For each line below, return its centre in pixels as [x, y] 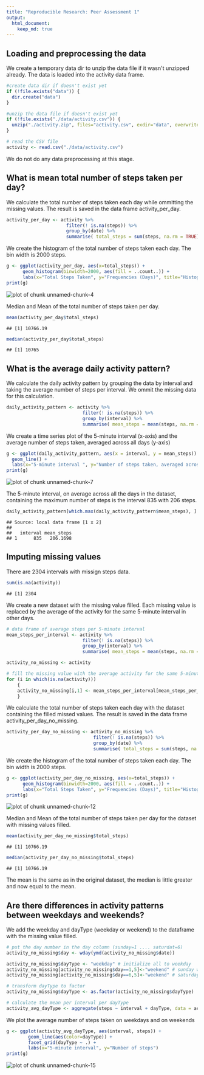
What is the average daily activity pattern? [88, 368]
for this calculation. [30, 396]
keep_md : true [35, 29]
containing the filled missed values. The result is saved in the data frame [97, 714]
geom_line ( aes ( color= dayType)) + [70, 1037]
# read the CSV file [32, 142]
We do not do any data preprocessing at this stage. [70, 159]
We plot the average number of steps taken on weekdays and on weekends [101, 1020]
